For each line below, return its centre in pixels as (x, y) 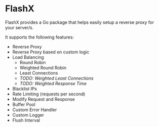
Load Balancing (28, 57)
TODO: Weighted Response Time (53, 83)
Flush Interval (26, 120)
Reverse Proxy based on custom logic (51, 52)
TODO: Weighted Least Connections (57, 78)
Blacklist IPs (24, 88)
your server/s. (19, 27)
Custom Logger (28, 115)
